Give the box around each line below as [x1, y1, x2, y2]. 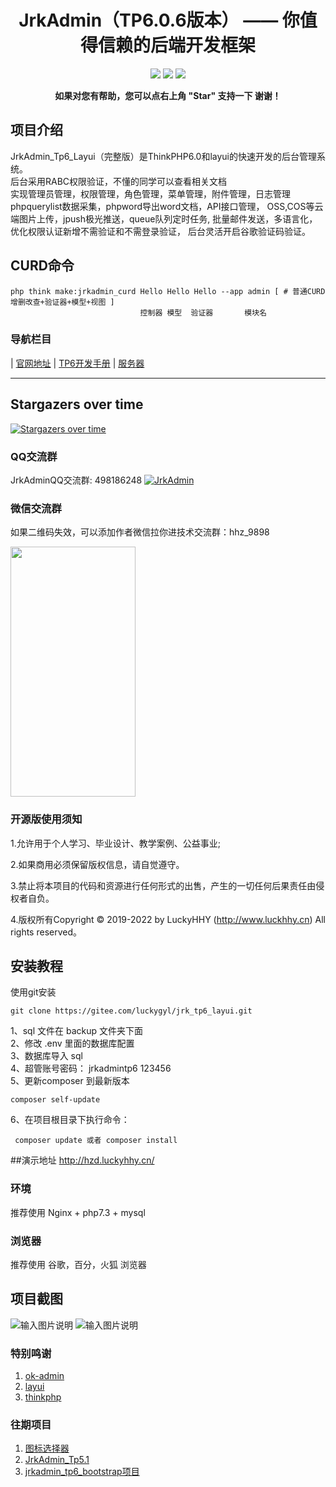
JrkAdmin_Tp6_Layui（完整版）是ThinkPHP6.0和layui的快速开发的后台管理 [10, 150, 317, 162]
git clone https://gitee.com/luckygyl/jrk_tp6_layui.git [10, 1006, 253, 1016]
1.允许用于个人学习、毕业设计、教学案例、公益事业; [10, 837, 221, 849]
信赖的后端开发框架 [97, 34, 256, 57]
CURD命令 [10, 257, 75, 275]
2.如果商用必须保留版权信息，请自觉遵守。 [10, 858, 185, 870]
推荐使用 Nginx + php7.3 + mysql [10, 1206, 146, 1218]
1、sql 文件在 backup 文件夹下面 [10, 1025, 143, 1037]
